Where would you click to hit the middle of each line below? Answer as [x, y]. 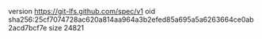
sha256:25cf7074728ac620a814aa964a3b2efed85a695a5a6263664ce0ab [131, 19]
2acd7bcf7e [28, 28]
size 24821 [66, 28]
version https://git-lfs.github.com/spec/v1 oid [82, 11]
